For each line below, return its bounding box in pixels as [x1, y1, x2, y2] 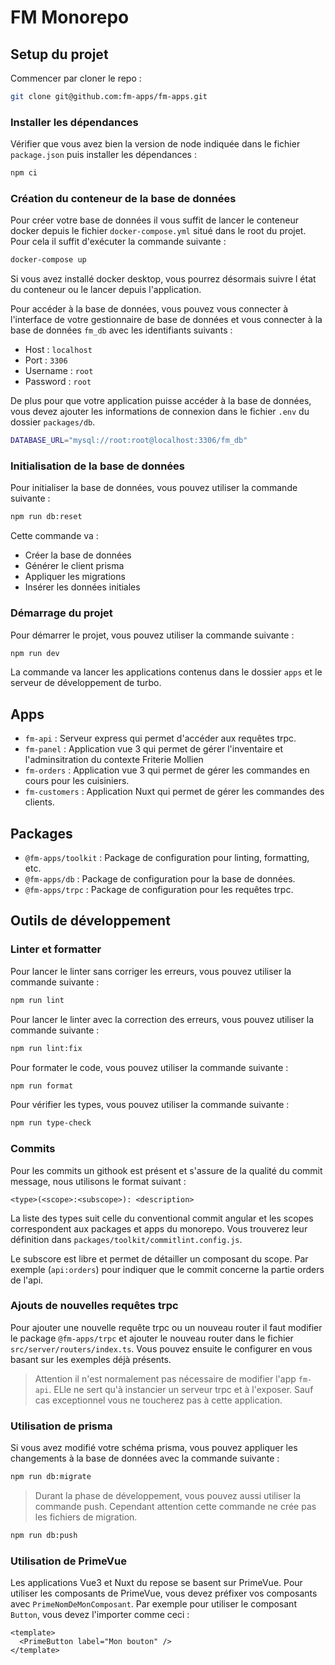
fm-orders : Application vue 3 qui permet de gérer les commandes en [24, 764, 310, 776]
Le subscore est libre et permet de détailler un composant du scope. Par [10, 1252, 309, 1265]
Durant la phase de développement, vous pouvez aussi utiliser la [34, 1490, 302, 1502]
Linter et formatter [10, 942, 102, 956]
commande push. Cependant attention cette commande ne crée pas [34, 1501, 317, 1513]
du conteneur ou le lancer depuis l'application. [10, 284, 202, 296]
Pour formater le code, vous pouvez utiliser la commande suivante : [10, 1061, 289, 1073]
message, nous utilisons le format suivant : [10, 1175, 187, 1187]
